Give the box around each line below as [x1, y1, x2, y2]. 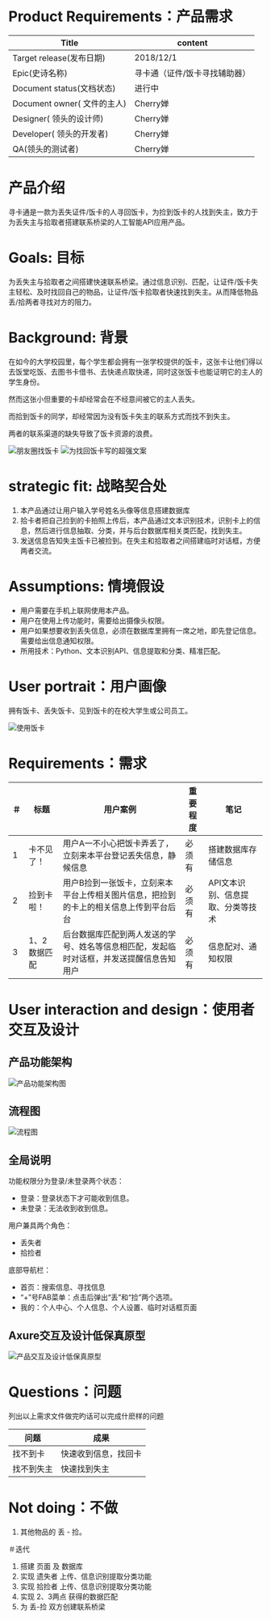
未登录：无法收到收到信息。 [19, 1203, 113, 1214]
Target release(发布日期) [12, 52, 106, 63]
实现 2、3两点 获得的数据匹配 [19, 1591, 119, 1601]
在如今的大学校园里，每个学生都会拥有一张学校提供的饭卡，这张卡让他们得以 [8, 357, 263, 367]
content [177, 37, 208, 49]
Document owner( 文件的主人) [12, 98, 127, 109]
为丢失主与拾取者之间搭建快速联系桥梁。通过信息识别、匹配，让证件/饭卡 [8, 277, 252, 286]
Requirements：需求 [8, 754, 148, 773]
